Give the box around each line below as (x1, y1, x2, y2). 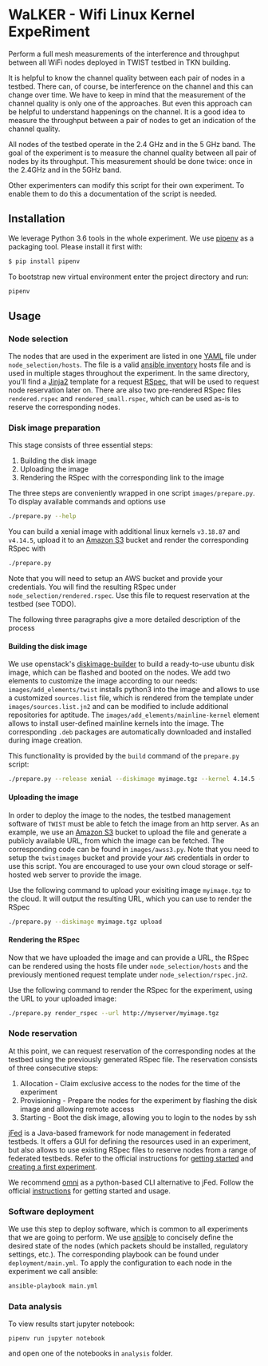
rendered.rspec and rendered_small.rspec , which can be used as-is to (8, 394, 239, 404)
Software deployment (8, 1205, 94, 1217)
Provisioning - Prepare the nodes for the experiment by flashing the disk (19, 1095, 258, 1105)
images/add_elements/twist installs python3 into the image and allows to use (8, 685, 260, 695)
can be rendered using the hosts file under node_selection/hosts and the (8, 961, 249, 970)
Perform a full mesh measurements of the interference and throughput (8, 49, 240, 58)
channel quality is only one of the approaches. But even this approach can (8, 98, 253, 108)
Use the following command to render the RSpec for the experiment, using (8, 985, 253, 994)
